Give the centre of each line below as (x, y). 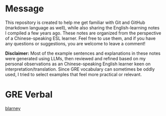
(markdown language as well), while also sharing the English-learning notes (82, 27)
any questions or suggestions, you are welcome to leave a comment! (75, 43)
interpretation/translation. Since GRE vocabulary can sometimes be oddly (80, 69)
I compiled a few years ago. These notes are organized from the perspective (83, 33)
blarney (13, 108)
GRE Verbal (29, 95)
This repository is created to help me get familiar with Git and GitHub (75, 22)
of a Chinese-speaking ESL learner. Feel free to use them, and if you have (81, 38)
